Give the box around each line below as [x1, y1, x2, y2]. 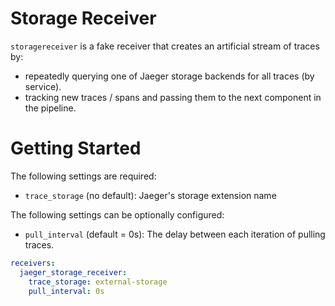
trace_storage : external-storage [28, 277, 168, 287]
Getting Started [10, 137, 142, 160]
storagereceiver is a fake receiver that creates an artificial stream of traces [10, 40, 320, 52]
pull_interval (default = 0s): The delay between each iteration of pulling [24, 228, 326, 240]
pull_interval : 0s [28, 286, 105, 296]
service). [24, 80, 62, 92]
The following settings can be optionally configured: [10, 208, 225, 221]
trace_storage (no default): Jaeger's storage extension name [24, 189, 277, 201]
